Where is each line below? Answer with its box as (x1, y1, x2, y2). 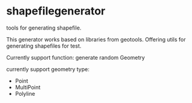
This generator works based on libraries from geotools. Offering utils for (6, 36, 186, 43)
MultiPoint (15, 83, 41, 91)
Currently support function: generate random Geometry (6, 54, 145, 61)
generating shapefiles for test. (6, 42, 82, 49)
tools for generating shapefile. (6, 24, 82, 31)
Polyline (15, 90, 35, 97)
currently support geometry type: (6, 65, 90, 73)
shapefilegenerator (6, 4, 106, 18)
